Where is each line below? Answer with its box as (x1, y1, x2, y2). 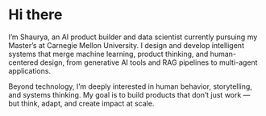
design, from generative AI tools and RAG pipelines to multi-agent (39, 58, 258, 67)
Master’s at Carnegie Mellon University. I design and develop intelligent (8, 40, 244, 50)
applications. (8, 66, 51, 75)
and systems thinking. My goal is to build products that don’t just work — (8, 90, 251, 99)
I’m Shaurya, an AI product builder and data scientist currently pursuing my (8, 32, 258, 42)
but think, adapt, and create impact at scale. (8, 98, 155, 108)
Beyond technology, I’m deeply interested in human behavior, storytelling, (8, 82, 252, 91)
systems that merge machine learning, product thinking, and (8, 49, 209, 58)
